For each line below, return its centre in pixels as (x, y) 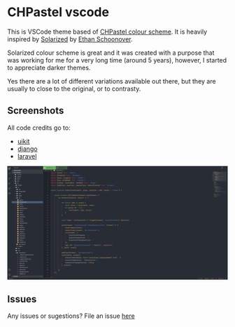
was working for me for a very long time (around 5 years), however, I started (117, 60)
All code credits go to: (39, 128)
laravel (27, 156)
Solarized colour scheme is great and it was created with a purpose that (111, 53)
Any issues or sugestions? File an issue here (71, 316)
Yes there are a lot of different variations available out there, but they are (112, 81)
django (27, 149)
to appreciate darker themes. (49, 67)
